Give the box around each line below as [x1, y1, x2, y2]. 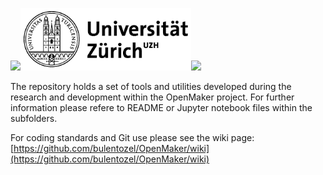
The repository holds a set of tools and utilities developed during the [10, 81, 292, 92]
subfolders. [10, 113, 58, 124]
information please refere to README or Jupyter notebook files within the [10, 102, 313, 113]
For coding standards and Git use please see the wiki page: [10, 132, 255, 143]
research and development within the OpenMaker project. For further [10, 91, 295, 103]
